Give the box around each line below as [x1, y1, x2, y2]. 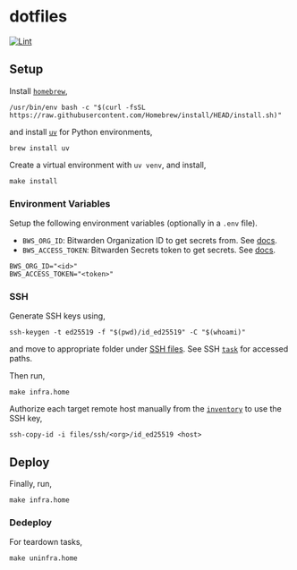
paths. [9, 353, 33, 364]
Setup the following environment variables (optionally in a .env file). [9, 217, 258, 229]
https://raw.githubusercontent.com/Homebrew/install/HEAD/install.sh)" [9, 110, 282, 120]
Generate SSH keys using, [9, 311, 106, 321]
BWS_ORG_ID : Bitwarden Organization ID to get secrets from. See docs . [21, 235, 277, 246]
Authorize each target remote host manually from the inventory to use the [9, 404, 282, 414]
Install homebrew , [9, 85, 68, 96]
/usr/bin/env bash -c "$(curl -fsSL [9, 103, 146, 112]
